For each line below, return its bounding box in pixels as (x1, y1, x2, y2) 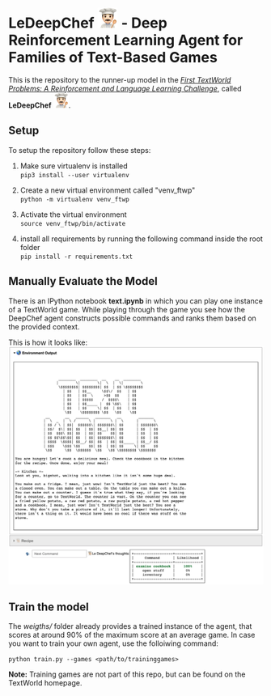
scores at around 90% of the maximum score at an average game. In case (8, 630, 256, 640)
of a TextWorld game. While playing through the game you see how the (8, 304, 245, 314)
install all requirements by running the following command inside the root (19, 234, 263, 244)
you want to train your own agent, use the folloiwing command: (8, 639, 218, 648)
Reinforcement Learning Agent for (8, 32, 243, 49)
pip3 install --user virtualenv (19, 171, 129, 179)
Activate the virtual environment (19, 210, 127, 219)
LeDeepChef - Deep (8, 14, 167, 32)
